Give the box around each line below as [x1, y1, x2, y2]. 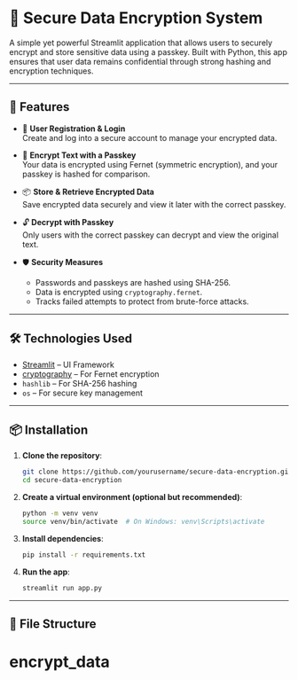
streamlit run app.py [21, 583, 102, 592]
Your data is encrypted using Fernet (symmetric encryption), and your [21, 159, 278, 169]
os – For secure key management [21, 387, 144, 398]
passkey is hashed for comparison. [21, 168, 151, 179]
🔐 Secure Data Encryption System [9, 8, 263, 28]
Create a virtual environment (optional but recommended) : [21, 492, 243, 503]
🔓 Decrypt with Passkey [21, 216, 114, 227]
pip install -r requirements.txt [21, 550, 146, 559]
